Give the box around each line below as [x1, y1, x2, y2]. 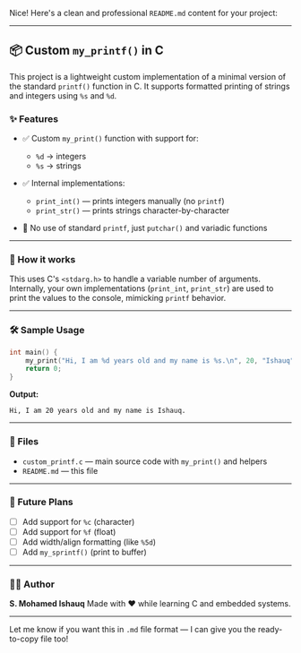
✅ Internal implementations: [21, 178, 125, 189]
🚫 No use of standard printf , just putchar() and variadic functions [21, 223, 268, 234]
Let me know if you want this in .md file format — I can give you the [9, 624, 256, 635]
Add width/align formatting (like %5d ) [21, 537, 157, 547]
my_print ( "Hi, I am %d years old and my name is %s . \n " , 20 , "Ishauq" [25, 356, 295, 365]
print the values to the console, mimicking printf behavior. [9, 293, 227, 304]
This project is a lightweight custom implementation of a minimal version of [9, 71, 287, 82]
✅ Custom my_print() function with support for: [21, 133, 199, 144]
